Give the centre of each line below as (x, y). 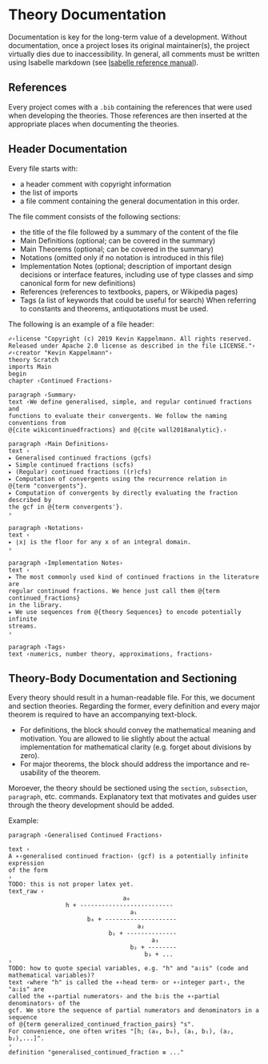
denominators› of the (44, 1004)
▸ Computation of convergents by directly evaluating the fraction (123, 493)
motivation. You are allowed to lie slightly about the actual (115, 739)
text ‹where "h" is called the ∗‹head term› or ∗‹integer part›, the (127, 982)
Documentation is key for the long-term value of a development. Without (128, 37)
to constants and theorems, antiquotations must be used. (114, 308)
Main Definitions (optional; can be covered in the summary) (118, 240)
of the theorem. (75, 773)
